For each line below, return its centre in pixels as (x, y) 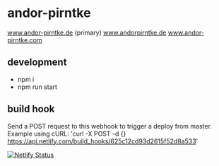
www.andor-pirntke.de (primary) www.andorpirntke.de (87, 32)
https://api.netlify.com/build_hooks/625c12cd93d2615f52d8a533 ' (103, 141)
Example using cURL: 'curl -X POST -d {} (67, 134)
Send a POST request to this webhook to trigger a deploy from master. (109, 126)
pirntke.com (25, 40)
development (37, 63)
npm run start (37, 87)
